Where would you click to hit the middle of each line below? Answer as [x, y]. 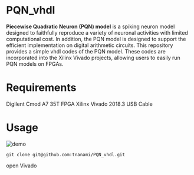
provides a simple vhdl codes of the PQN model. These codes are [86, 51]
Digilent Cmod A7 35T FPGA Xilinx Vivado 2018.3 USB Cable [80, 104]
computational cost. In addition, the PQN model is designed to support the [96, 39]
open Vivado [22, 166]
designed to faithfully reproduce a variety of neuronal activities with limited [97, 32]
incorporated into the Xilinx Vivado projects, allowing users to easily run [93, 58]
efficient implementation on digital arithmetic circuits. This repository [90, 45]
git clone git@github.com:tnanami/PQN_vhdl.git [66, 154]
